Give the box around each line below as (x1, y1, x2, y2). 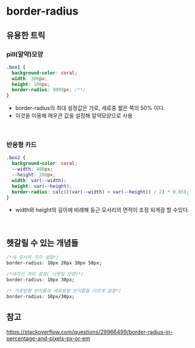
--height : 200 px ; (12, 172, 56, 178)
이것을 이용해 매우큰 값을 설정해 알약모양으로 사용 (15, 112, 133, 120)
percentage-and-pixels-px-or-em (6, 335, 90, 343)
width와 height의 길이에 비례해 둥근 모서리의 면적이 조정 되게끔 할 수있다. (15, 206, 190, 214)
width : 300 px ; (12, 75, 48, 82)
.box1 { (6, 64, 26, 70)
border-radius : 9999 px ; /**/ (12, 87, 86, 93)
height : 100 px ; (12, 81, 51, 87)
